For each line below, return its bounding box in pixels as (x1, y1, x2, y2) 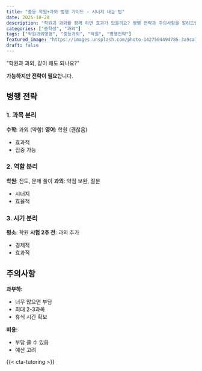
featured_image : (6, 37, 47, 43)
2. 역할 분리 (6, 163, 38, 171)
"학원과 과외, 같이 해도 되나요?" (6, 59, 80, 67)
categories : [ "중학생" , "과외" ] (6, 25, 81, 32)
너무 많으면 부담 (14, 298, 52, 305)
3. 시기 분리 (6, 214, 38, 222)
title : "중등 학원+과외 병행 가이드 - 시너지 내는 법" (6, 8, 125, 15)
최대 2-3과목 (14, 306, 45, 313)
